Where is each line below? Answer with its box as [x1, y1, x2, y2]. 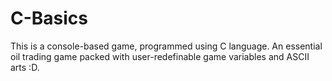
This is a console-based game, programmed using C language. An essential [10, 40, 323, 52]
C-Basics [10, 7, 89, 30]
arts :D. [10, 61, 40, 73]
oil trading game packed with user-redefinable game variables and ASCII [10, 50, 310, 62]
